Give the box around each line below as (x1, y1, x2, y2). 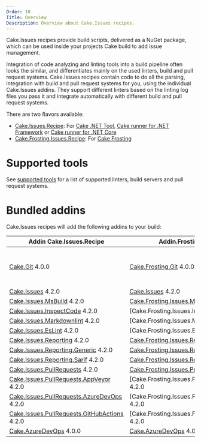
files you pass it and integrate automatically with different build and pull (6, 92, 182, 100)
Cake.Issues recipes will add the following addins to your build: (6, 223, 162, 231)
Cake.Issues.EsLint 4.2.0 (9, 327, 79, 335)
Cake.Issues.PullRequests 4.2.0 (9, 366, 98, 374)
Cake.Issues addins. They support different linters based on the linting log (6, 86, 188, 94)
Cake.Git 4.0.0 (9, 262, 50, 271)
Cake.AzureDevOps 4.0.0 (9, 427, 81, 435)
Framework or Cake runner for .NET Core (14, 128, 117, 136)
